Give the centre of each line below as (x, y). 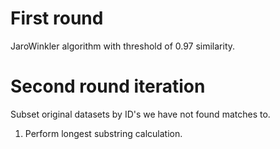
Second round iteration (108, 86)
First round (57, 18)
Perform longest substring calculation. (103, 133)
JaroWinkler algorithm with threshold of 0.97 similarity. (123, 46)
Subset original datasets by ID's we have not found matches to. (140, 114)
